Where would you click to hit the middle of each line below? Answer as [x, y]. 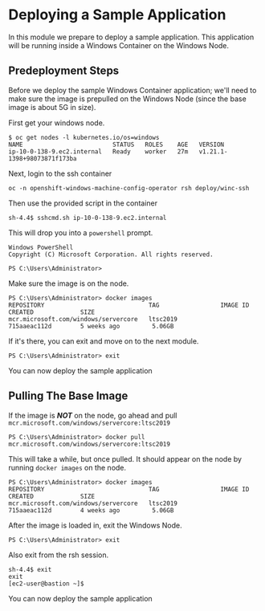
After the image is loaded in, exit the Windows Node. [95, 525]
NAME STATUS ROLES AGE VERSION [116, 145]
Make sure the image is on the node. [69, 283]
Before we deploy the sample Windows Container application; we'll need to [132, 90]
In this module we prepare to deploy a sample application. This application [131, 37]
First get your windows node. [57, 123]
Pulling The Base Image [68, 396]
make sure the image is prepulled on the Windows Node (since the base [127, 99]
